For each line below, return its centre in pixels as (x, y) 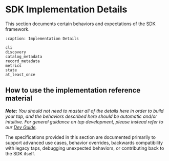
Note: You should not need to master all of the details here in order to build (84, 111)
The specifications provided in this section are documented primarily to (81, 137)
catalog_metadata (24, 57)
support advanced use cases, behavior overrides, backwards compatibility (84, 142)
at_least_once (20, 75)
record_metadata (23, 61)
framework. (17, 29)
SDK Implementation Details (66, 10)
